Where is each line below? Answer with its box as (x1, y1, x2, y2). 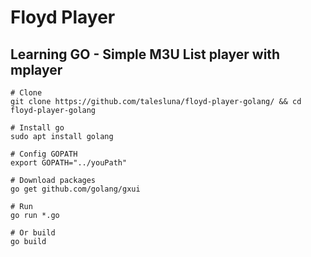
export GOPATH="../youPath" (10, 158, 128, 168)
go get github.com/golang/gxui (10, 184, 141, 194)
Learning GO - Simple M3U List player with (10, 46, 281, 63)
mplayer (10, 61, 63, 78)
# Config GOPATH (10, 149, 78, 159)
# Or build (10, 228, 56, 238)
